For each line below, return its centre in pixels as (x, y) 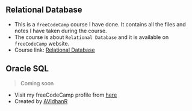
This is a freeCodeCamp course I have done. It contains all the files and (100, 24)
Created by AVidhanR (41, 101)
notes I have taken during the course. (60, 31)
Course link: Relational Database (54, 50)
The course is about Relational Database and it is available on (91, 37)
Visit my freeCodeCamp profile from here (66, 95)
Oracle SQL (27, 69)
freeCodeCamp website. (42, 43)
